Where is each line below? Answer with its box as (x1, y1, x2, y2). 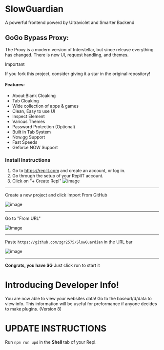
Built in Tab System (12, 129, 51, 135)
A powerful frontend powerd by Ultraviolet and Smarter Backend (5, 19, 135, 25)
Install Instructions (5, 156, 51, 163)
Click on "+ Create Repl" (12, 178, 62, 184)
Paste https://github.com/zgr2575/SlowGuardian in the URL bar (5, 239, 133, 245)
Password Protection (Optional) (12, 123, 76, 130)
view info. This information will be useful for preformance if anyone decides (5, 301, 157, 307)
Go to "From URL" (5, 215, 41, 221)
